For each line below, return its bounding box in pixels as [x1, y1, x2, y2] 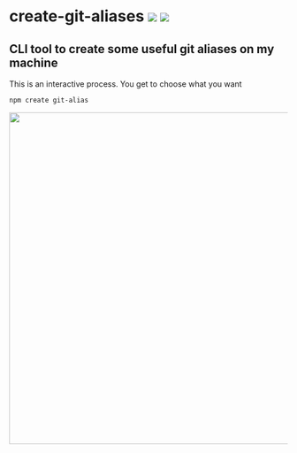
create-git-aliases [9, 6, 145, 27]
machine [9, 55, 59, 70]
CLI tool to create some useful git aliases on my [9, 42, 275, 57]
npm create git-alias [9, 96, 89, 104]
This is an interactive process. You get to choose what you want [9, 79, 242, 89]
